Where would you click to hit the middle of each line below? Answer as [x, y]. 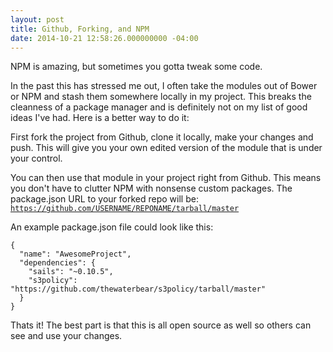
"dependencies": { [58, 263]
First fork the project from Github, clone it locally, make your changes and [162, 137]
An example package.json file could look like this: [112, 227]
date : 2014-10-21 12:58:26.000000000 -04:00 [104, 38]
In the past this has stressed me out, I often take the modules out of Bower [164, 86]
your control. [36, 158]
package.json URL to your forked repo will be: [104, 199]
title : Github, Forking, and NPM [80, 29]
